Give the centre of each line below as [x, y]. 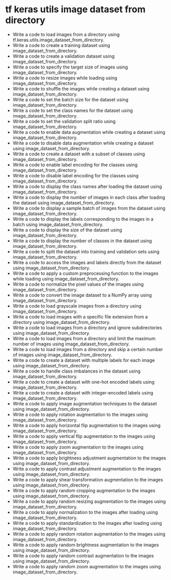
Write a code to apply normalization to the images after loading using [85, 512]
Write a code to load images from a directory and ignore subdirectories [87, 328]
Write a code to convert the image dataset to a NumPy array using [82, 295]
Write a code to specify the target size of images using [70, 67]
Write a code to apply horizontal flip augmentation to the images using [87, 425]
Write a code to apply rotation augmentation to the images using [80, 414]
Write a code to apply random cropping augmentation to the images [84, 490]
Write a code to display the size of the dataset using [67, 230]
